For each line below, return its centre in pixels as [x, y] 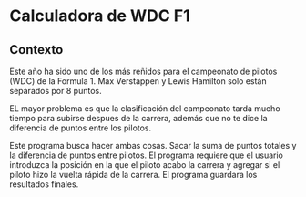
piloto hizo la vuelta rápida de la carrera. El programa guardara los [133, 175]
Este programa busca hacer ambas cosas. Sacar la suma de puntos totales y [153, 145]
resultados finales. [44, 184]
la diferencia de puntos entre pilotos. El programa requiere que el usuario [147, 155]
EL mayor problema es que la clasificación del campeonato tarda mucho [145, 109]
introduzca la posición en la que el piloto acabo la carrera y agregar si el [145, 165]
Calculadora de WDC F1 [100, 16]
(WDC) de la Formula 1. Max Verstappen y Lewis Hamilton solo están [138, 81]
